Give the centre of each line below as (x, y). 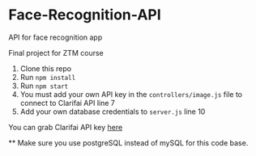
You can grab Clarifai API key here (66, 127)
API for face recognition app (55, 37)
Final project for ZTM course (56, 53)
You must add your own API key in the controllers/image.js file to (131, 94)
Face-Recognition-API (85, 15)
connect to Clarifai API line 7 (67, 103)
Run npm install (48, 77)
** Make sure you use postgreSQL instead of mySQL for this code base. (128, 142)
